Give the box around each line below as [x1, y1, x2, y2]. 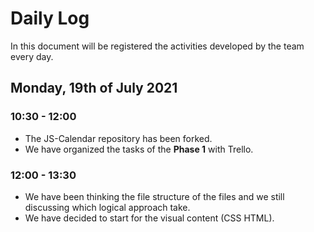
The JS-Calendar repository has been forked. [24, 132, 213, 144]
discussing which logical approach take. [24, 201, 191, 213]
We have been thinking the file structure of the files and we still [24, 190, 285, 202]
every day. [10, 50, 54, 62]
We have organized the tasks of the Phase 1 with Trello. [24, 143, 254, 155]
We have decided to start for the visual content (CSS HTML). [24, 212, 275, 224]
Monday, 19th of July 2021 [10, 80, 178, 97]
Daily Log [10, 7, 90, 30]
